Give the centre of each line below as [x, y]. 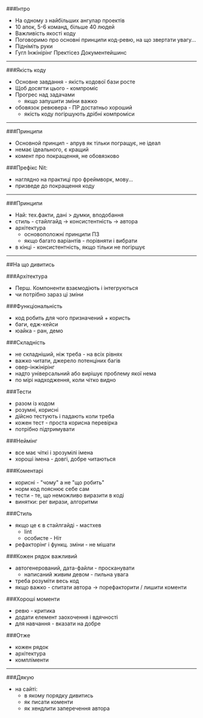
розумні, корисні [37, 410]
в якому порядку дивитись [59, 695]
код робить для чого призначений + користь [73, 318]
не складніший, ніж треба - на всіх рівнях [69, 354]
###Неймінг [22, 441]
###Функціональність [34, 306]
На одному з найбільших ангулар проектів [70, 20]
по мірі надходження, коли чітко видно [65, 380]
